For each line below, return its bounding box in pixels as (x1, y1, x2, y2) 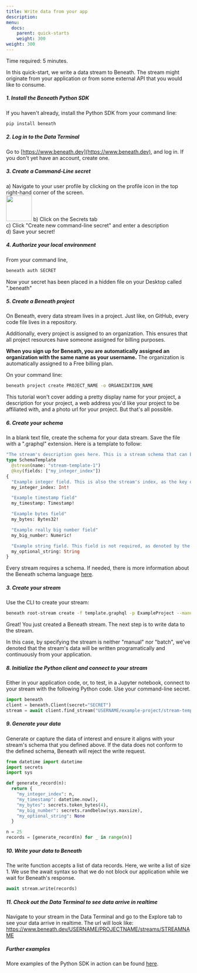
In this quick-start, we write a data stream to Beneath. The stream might (6, 69, 180, 76)
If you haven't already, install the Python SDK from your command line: (6, 109, 177, 116)
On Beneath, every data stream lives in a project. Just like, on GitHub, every (6, 312, 189, 319)
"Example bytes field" (11, 511, 67, 517)
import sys (6, 770, 33, 775)
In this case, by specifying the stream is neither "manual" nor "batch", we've (6, 638, 191, 645)
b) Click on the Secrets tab (33, 215, 98, 223)
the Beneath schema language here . (6, 571, 94, 578)
